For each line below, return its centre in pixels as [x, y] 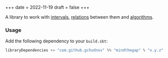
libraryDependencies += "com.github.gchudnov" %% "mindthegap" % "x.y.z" [85, 50]
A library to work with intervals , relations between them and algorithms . [79, 17]
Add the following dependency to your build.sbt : [57, 41]
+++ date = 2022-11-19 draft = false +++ [47, 7]
